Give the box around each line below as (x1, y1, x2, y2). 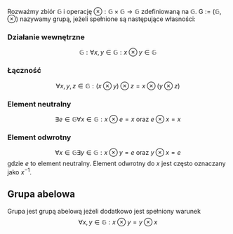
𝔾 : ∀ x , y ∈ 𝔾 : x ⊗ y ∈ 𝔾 (79, 48, 157, 57)
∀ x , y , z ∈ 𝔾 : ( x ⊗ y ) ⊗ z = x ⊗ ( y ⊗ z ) (55, 81, 180, 90)
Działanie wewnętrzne (7, 32, 86, 42)
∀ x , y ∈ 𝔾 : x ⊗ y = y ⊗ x (78, 218, 158, 226)
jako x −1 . (7, 167, 32, 176)
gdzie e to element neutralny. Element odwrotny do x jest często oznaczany (7, 159, 226, 168)
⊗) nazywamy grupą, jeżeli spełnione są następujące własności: (7, 15, 196, 23)
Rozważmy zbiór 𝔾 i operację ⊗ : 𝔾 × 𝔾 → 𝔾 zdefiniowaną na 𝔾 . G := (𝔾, (7, 8, 222, 15)
